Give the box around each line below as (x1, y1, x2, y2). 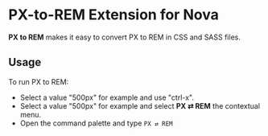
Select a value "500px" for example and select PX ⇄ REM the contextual (19, 101, 260, 110)
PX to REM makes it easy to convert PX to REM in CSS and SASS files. (8, 32, 241, 42)
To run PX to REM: (8, 76, 69, 86)
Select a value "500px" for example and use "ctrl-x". (19, 93, 195, 102)
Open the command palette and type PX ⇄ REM (19, 118, 173, 128)
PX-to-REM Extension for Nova (8, 6, 219, 24)
